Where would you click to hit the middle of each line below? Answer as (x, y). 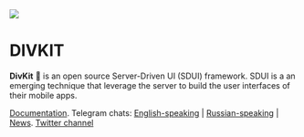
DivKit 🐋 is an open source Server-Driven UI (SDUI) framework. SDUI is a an (152, 76)
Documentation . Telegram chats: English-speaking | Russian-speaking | (144, 112)
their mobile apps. (43, 95)
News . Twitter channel (52, 122)
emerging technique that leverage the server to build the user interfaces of (150, 85)
